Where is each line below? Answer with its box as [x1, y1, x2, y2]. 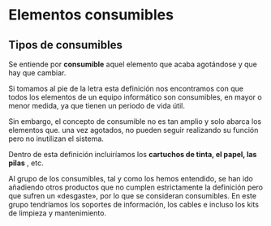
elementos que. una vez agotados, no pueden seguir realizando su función [8, 126, 259, 134]
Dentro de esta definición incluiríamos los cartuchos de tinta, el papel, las [8, 150, 257, 159]
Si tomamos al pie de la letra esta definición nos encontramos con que [8, 83, 243, 93]
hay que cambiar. [8, 68, 67, 78]
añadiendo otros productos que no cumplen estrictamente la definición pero [8, 182, 264, 192]
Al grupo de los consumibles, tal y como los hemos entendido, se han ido [8, 174, 253, 183]
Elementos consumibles [8, 6, 174, 24]
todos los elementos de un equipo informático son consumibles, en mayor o [8, 92, 262, 102]
